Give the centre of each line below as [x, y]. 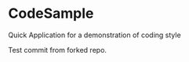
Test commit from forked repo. [58, 50]
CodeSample [51, 14]
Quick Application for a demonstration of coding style [95, 35]
